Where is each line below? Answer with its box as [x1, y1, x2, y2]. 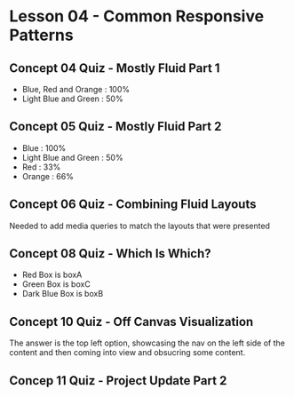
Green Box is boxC [21, 279, 91, 290]
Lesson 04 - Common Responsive [9, 6, 265, 27]
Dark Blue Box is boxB [21, 289, 104, 299]
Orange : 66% [21, 171, 74, 181]
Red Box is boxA [21, 269, 83, 281]
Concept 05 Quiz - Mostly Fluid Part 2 [9, 119, 222, 134]
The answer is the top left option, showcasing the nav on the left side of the [9, 337, 286, 348]
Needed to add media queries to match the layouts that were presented [9, 220, 271, 231]
